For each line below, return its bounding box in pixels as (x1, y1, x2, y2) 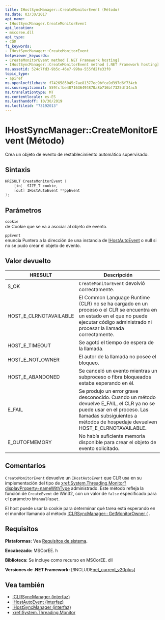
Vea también (5, 581, 45, 589)
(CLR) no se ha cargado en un (79, 300, 148, 307)
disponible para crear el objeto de (79, 439, 157, 446)
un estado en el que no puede (79, 312, 148, 319)
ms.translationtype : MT (5, 90, 54, 95)
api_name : (5, 16, 26, 21)
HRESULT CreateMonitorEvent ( (5, 178, 67, 184)
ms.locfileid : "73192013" (5, 103, 58, 108)
